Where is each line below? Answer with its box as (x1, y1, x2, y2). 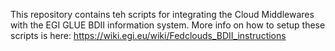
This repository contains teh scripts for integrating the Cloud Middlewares (10, 9, 315, 20)
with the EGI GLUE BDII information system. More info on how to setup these (10, 19, 326, 31)
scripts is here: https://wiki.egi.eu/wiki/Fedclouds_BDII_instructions (10, 30, 287, 41)
